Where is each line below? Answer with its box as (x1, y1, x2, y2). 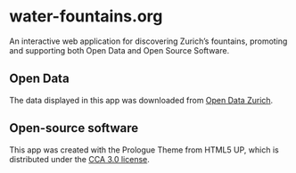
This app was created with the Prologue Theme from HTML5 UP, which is (9, 144, 279, 155)
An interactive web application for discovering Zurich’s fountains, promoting (9, 36, 288, 46)
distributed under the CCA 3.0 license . (9, 153, 150, 164)
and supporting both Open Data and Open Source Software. (9, 45, 230, 55)
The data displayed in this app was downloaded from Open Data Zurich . (9, 95, 274, 105)
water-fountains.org (9, 6, 163, 27)
